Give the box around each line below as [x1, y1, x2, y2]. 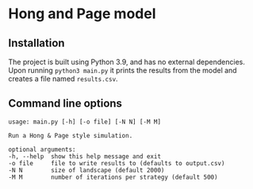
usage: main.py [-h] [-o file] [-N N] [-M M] [8, 118, 161, 126]
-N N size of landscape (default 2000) [8, 166, 165, 174]
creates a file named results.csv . [8, 74, 118, 83]
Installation [8, 36, 65, 50]
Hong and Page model [8, 5, 156, 23]
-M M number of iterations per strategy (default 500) [8, 173, 218, 181]
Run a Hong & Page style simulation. [8, 131, 133, 139]
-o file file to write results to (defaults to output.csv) [8, 159, 225, 167]
